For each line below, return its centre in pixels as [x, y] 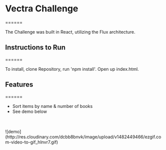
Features [19, 85]
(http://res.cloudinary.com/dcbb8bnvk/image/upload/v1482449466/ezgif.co [83, 137]
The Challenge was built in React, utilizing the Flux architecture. [70, 32]
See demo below [30, 111]
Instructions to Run [35, 48]
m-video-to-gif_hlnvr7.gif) [32, 142]
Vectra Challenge [42, 9]
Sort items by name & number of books [52, 106]
